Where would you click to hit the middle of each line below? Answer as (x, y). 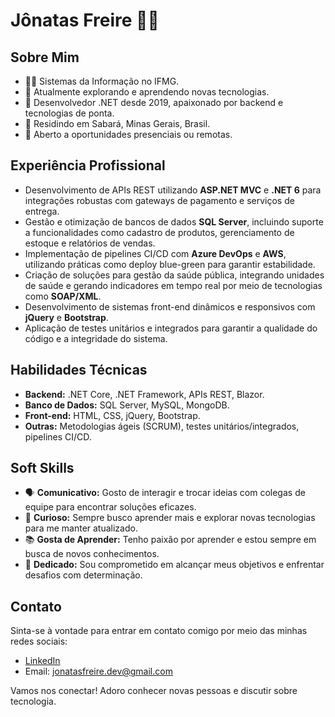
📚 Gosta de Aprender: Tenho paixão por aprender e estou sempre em (170, 540)
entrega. (42, 211)
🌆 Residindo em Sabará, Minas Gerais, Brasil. (117, 123)
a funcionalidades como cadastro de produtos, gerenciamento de (159, 232)
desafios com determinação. (83, 575)
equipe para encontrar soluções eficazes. (110, 507)
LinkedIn (42, 661)
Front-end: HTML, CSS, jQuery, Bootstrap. (112, 415)
